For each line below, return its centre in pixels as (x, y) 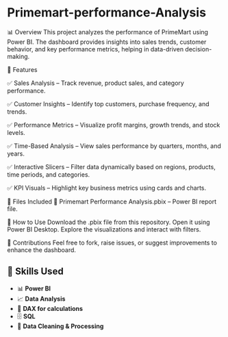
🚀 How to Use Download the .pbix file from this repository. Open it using (109, 222)
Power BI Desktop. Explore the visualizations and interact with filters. (104, 229)
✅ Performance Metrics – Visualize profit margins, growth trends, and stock (114, 125)
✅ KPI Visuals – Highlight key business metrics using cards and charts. (107, 188)
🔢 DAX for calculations (50, 308)
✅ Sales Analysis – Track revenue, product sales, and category (96, 83)
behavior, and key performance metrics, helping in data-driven (95, 49)
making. (18, 56)
